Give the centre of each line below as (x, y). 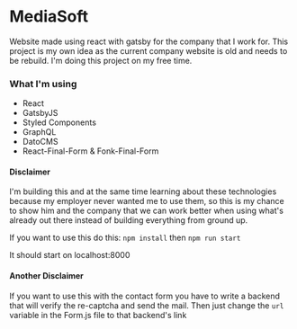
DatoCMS (40, 142)
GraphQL (39, 132)
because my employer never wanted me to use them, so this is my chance (147, 201)
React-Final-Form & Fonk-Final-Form (90, 151)
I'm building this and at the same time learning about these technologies (143, 191)
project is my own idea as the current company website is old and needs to (148, 50)
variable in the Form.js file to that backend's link (98, 315)
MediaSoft (49, 17)
